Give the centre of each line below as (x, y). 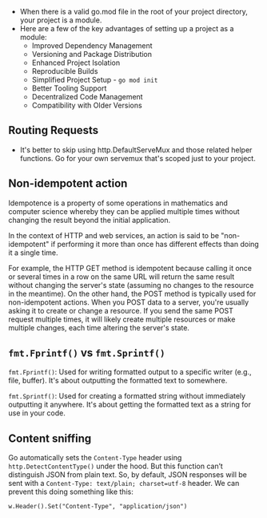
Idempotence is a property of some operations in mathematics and (118, 203)
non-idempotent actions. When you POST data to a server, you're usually (129, 302)
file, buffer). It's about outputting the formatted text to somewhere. (118, 381)
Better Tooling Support (69, 88)
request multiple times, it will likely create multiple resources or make (122, 319)
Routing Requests (54, 130)
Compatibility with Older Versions (87, 105)
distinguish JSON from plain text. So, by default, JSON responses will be (128, 475)
